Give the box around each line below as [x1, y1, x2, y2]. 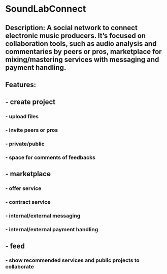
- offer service [5, 185, 42, 192]
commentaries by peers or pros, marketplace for [5, 47, 162, 56]
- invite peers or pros [5, 127, 58, 134]
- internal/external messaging [5, 212, 81, 220]
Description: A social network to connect [5, 23, 138, 32]
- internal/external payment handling [5, 226, 98, 233]
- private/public [5, 141, 45, 148]
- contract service [5, 199, 51, 206]
